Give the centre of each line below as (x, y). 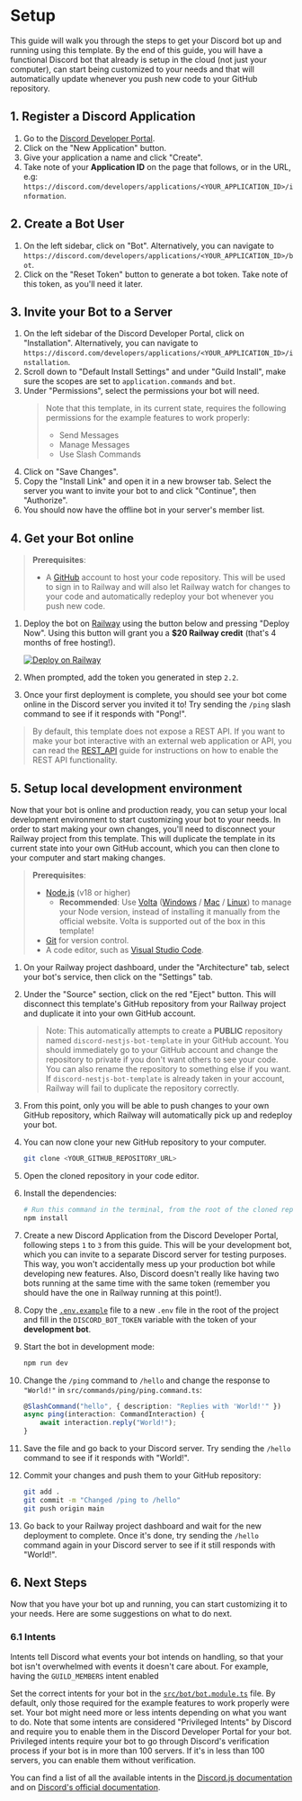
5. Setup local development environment (126, 788)
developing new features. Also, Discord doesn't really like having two (151, 1273)
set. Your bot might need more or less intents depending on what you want (148, 1712)
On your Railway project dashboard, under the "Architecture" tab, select (156, 967)
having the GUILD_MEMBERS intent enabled (85, 1676)
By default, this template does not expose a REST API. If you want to (159, 731)
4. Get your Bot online (72, 538)
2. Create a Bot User (67, 224)
